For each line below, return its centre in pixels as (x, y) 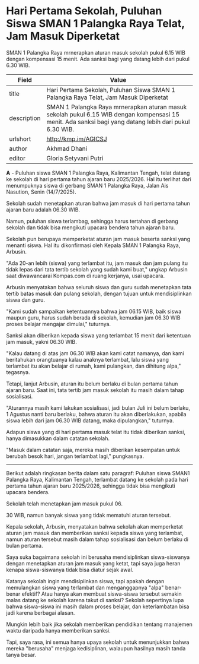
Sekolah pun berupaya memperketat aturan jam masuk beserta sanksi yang (98, 239)
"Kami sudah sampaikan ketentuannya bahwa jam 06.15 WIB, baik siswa (94, 311)
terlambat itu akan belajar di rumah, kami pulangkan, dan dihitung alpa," (94, 366)
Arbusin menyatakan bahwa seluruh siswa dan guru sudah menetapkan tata (99, 287)
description (25, 118)
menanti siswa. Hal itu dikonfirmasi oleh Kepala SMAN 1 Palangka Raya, (93, 245)
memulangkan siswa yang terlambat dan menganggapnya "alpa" (85, 587)
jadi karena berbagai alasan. (41, 612)
